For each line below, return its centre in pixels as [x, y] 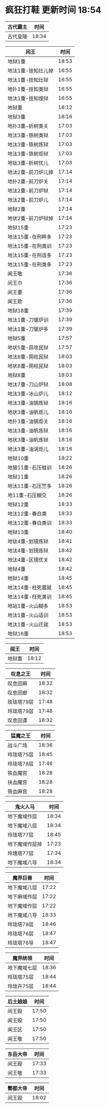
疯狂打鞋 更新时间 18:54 [53, 10]
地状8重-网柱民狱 [28, 366]
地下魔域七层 [23, 968]
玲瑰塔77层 [21, 853]
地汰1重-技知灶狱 [28, 80]
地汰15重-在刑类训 [30, 246]
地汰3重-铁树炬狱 [28, 154]
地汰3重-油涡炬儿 [28, 449]
